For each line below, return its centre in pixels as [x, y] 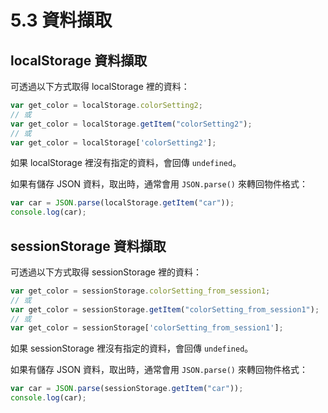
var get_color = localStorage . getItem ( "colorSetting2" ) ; [131, 124]
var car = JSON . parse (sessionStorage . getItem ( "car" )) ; [127, 389]
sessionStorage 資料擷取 [88, 246]
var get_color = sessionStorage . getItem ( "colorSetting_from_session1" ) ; [165, 309]
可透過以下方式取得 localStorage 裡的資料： [100, 86]
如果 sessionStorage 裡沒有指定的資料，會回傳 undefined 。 [132, 348]
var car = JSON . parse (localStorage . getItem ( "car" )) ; [122, 203]
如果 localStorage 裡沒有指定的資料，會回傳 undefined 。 [126, 163]
